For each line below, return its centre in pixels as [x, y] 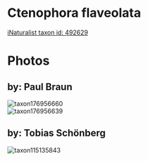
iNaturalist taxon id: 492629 [48, 32]
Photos [29, 61]
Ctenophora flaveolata [74, 13]
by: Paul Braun [40, 87]
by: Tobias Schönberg [56, 133]
